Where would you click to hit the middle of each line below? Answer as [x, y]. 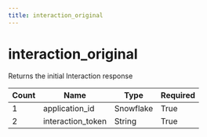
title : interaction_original [56, 15]
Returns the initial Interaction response [71, 76]
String [125, 121]
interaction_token [75, 121]
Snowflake [134, 108]
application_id [69, 108]
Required [178, 95]
